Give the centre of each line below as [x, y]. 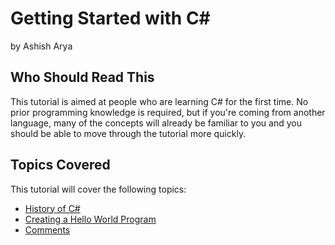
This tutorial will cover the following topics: [98, 189]
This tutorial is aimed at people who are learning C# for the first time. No [159, 101]
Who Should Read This [82, 77]
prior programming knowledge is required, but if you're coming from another [168, 112]
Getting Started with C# [110, 18]
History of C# [52, 208]
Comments [47, 229]
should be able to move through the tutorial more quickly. [128, 133]
